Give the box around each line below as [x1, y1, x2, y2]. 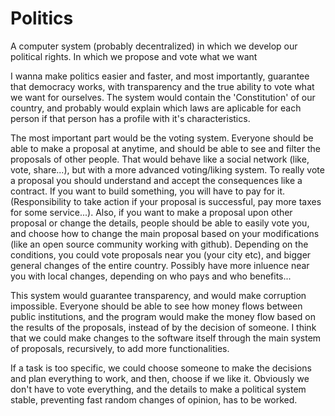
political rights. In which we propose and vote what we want [10, 50, 258, 62]
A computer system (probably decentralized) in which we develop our [10, 40, 298, 52]
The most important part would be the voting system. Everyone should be [10, 132, 314, 144]
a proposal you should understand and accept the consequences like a [10, 174, 303, 186]
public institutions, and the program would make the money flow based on [10, 310, 316, 322]
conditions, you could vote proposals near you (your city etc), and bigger [10, 248, 312, 261]
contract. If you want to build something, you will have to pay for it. [10, 185, 286, 197]
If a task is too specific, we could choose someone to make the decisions [10, 362, 312, 374]
